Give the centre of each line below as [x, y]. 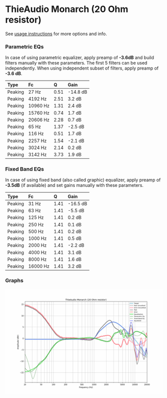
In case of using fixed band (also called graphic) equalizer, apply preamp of [83, 180]
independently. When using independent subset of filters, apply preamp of [82, 68]
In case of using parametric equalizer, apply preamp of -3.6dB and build [79, 58]
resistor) [23, 20]
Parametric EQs [24, 47]
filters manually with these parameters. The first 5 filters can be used [76, 63]
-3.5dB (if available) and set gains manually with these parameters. [74, 185]
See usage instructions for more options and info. [56, 34]
